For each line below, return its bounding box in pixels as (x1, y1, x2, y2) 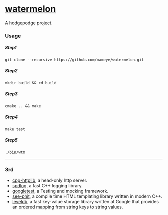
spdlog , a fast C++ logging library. (12, 183, 83, 188)
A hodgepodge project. (5, 20, 53, 26)
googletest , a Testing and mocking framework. (12, 188, 109, 194)
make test (5, 126, 26, 132)
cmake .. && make (5, 103, 41, 108)
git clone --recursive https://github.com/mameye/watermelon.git (5, 57, 144, 62)
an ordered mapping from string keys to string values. (12, 204, 123, 210)
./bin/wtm (5, 150, 26, 155)
